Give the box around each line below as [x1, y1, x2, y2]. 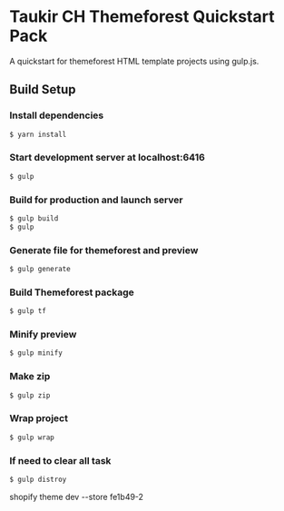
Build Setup [9, 82, 76, 97]
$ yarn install [9, 130, 67, 139]
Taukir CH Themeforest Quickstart [9, 6, 275, 27]
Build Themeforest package [9, 286, 134, 299]
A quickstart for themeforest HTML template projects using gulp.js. [9, 55, 260, 66]
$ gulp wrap [9, 433, 54, 442]
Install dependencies [9, 109, 104, 122]
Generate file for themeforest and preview [9, 243, 199, 256]
